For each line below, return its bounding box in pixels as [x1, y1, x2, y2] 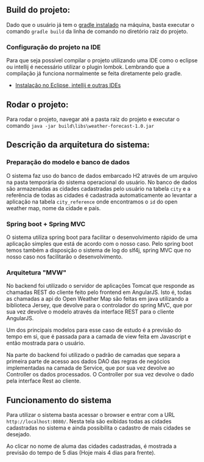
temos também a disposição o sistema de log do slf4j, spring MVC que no [6, 246, 192, 254]
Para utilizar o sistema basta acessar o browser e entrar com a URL [6, 411, 175, 419]
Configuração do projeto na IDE [6, 43, 101, 51]
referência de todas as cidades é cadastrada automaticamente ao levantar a [6, 191, 197, 199]
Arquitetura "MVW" [6, 268, 67, 277]
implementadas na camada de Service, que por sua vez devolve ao [6, 364, 175, 372]
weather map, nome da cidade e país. [6, 204, 101, 211]
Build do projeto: [6, 5, 71, 15]
